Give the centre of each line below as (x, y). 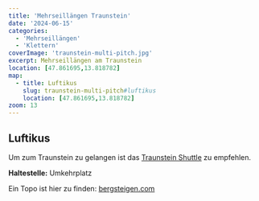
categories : (28, 31)
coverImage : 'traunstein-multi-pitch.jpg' (80, 53)
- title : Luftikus (47, 83)
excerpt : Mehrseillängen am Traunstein (75, 61)
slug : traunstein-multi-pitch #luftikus (90, 90)
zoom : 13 (23, 105)
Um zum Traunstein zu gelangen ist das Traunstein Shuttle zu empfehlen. (130, 157)
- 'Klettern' (37, 46)
